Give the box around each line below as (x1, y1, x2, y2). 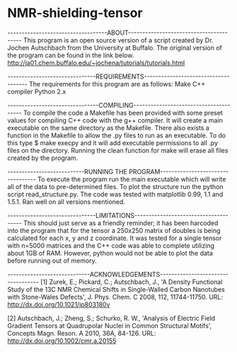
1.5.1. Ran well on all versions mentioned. (7, 197, 126, 206)
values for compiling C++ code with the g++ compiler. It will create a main (7, 115, 223, 125)
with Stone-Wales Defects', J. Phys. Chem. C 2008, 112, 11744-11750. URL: (7, 293, 224, 301)
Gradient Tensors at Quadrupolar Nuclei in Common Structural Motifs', (7, 321, 212, 330)
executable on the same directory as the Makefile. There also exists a (7, 123, 210, 132)
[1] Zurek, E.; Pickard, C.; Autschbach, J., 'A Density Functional (40, 278, 223, 286)
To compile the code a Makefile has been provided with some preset (23, 108, 223, 117)
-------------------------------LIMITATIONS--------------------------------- (7, 211, 229, 220)
